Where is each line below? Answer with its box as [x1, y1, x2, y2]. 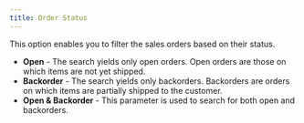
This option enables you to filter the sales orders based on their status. [9, 38, 276, 49]
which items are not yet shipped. [22, 66, 146, 77]
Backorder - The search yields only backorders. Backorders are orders [22, 75, 290, 87]
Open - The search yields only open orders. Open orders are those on [22, 56, 287, 67]
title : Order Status [9, 13, 89, 23]
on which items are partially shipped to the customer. [22, 85, 223, 96]
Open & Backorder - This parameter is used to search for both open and [22, 95, 295, 106]
